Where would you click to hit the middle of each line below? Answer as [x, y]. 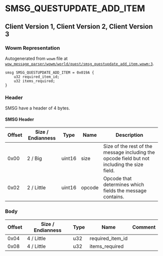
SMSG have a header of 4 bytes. [38, 108]
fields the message [125, 191]
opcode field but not [126, 159]
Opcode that [118, 179]
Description [130, 135]
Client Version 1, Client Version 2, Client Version [79, 27]
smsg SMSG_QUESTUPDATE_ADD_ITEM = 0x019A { [50, 73]
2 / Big [34, 159]
